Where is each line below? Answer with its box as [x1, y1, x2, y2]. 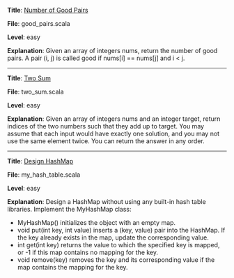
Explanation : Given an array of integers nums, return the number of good [7, 47, 218, 54]
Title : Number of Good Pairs [7, 6, 88, 14]
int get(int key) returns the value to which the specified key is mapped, [17, 241, 220, 249]
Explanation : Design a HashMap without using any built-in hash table [7, 198, 207, 205]
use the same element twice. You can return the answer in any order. [7, 137, 205, 145]
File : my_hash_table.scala [7, 170, 81, 179]
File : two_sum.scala [7, 87, 64, 96]
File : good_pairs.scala [7, 20, 71, 27]
